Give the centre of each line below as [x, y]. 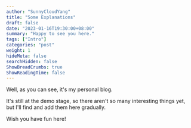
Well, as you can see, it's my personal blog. [59, 89]
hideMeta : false [26, 56]
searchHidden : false [32, 61]
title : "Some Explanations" [41, 17]
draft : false [22, 23]
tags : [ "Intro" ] [26, 39]
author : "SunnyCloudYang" [38, 12]
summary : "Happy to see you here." [50, 34]
